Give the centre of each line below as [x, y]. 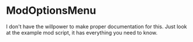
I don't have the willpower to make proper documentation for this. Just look [96, 26]
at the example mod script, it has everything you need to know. [82, 32]
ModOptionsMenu [51, 11]
